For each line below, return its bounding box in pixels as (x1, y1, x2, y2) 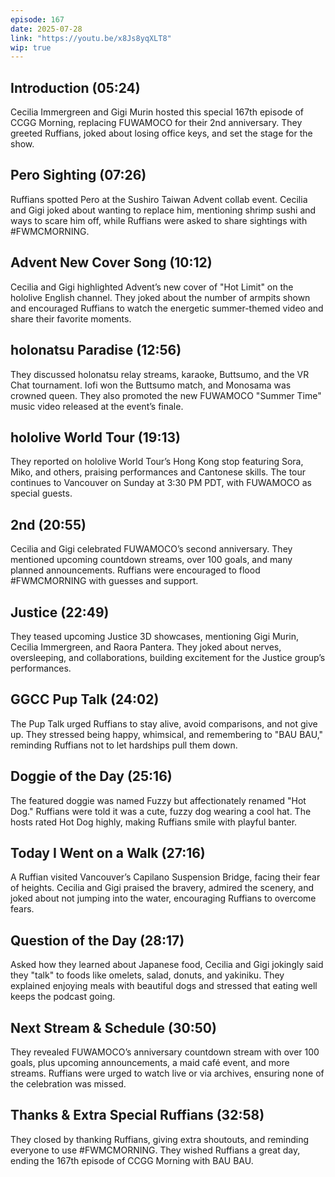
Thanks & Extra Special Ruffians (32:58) (10, 1107, 265, 1124)
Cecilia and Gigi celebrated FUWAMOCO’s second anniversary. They (10, 543, 293, 555)
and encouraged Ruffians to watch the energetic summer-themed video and (10, 302, 324, 314)
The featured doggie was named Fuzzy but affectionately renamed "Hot (10, 794, 307, 806)
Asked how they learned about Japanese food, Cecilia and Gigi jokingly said (10, 959, 324, 971)
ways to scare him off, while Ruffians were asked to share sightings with (10, 214, 308, 226)
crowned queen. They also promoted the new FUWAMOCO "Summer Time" (10, 389, 322, 401)
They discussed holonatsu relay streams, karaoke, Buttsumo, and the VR (10, 368, 310, 380)
